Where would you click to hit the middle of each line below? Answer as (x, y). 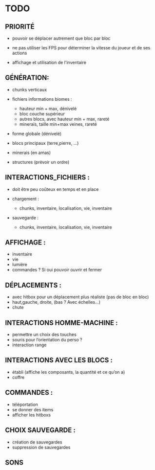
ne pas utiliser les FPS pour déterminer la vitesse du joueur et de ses (81, 48)
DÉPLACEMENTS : (33, 285)
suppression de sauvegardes (41, 447)
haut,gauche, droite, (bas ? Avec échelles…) (56, 302)
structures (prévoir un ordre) (41, 162)
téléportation (25, 404)
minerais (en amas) (31, 153)
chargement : (25, 199)
